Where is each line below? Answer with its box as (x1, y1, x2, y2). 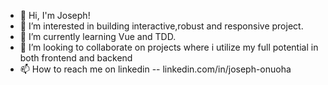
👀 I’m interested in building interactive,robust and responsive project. (19, 20, 304, 32)
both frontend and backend (19, 52, 133, 64)
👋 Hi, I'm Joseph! (19, 10, 91, 21)
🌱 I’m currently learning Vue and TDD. (19, 31, 177, 42)
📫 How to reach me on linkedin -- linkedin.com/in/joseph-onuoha (19, 63, 292, 75)
